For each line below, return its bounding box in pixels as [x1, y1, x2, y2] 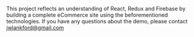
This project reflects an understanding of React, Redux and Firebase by [6, 5, 186, 12]
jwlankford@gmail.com [6, 24, 64, 31]
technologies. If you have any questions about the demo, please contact [6, 18, 188, 24]
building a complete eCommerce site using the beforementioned [6, 11, 168, 18]
